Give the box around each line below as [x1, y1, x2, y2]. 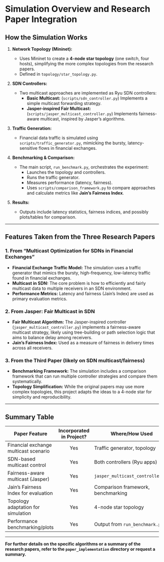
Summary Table [5, 413, 54, 421]
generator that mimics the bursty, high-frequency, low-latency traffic [12, 270, 151, 276]
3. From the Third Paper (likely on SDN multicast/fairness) [5, 357, 145, 364]
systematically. [12, 379, 42, 384]
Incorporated [58, 427, 90, 434]
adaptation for [7, 504, 40, 511]
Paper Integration [5, 14, 77, 25]
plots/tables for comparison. [19, 214, 77, 220]
